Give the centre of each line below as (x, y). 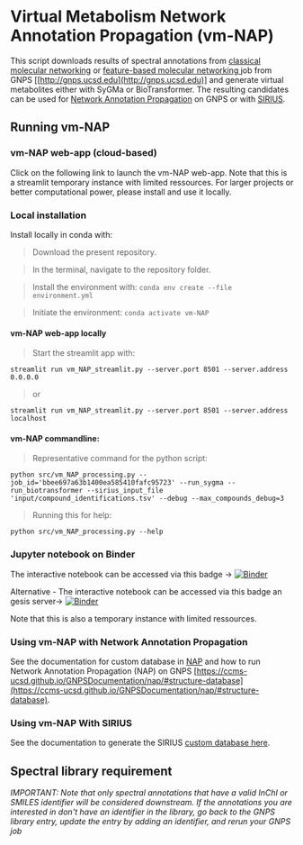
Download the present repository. (94, 252)
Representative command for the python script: (120, 459)
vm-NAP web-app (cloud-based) (84, 153)
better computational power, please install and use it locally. (121, 192)
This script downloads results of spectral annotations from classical (136, 60)
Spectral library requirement (91, 771)
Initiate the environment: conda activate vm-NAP (120, 312)
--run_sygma (201, 483)
